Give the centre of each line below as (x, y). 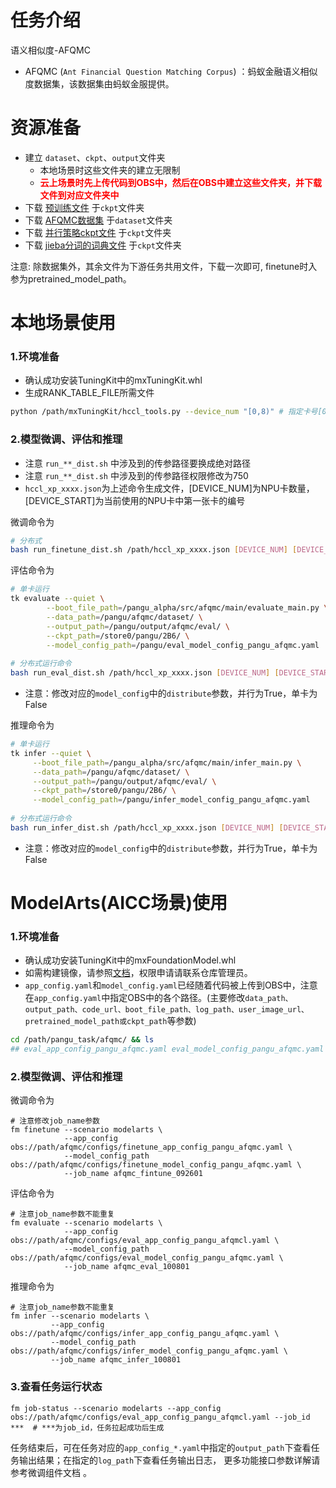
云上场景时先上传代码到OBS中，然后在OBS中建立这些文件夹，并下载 (181, 182)
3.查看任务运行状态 (56, 1387)
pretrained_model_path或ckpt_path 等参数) (110, 1021)
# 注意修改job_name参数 (55, 1121)
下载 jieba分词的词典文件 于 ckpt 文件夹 (103, 245)
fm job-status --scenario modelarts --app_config (116, 1408)
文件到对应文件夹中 (79, 195)
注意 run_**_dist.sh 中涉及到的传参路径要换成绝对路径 (137, 463)
